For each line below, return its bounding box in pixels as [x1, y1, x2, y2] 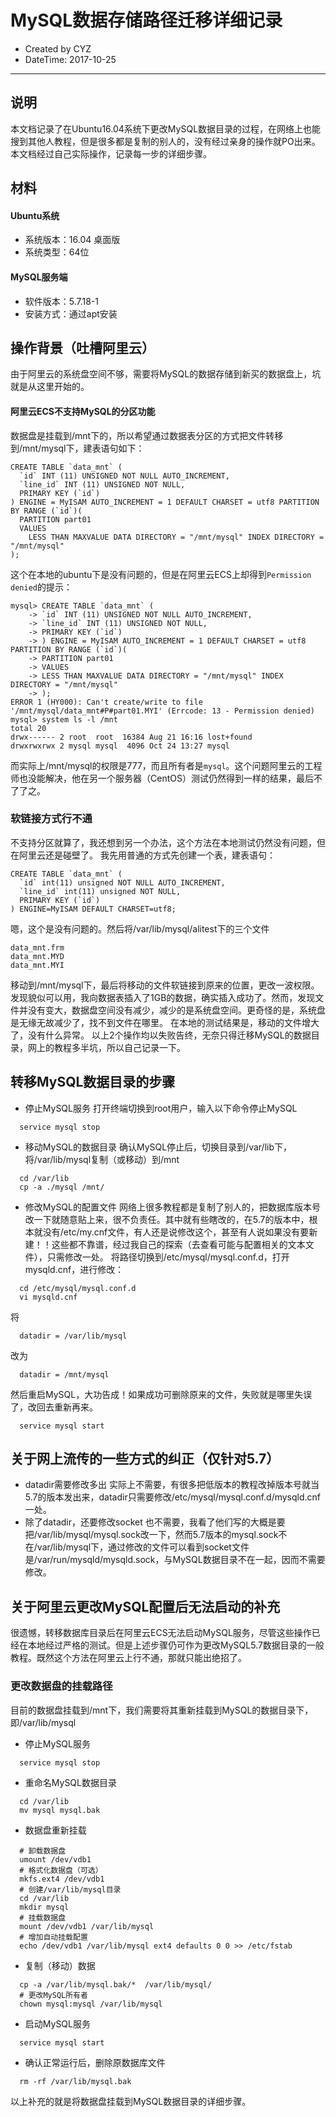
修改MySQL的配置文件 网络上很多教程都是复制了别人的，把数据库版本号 [24, 1201, 321, 1213]
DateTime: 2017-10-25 [24, 53, 117, 65]
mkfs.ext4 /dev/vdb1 [19, 1874, 105, 1884]
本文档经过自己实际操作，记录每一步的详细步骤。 [10, 147, 212, 160]
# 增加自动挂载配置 [19, 1932, 88, 1942]
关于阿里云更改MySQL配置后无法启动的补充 [10, 1598, 281, 1615]
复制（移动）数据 [24, 1959, 96, 1971]
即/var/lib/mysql [10, 1716, 77, 1728]
